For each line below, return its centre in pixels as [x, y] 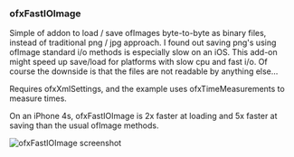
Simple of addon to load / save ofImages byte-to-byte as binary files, [138, 33]
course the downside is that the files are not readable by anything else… [144, 71]
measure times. [38, 98]
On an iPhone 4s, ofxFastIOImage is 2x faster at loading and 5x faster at [143, 116]
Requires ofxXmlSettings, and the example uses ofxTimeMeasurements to [147, 89]
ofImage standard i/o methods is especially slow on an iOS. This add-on [143, 52]
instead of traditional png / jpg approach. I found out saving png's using [143, 42]
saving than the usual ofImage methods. [84, 125]
